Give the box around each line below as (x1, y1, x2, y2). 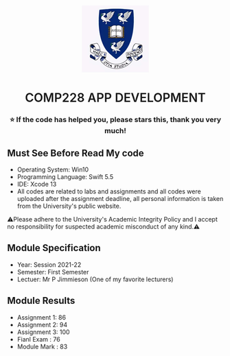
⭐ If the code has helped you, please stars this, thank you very (9, 115, 222, 125)
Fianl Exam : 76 (16, 335, 60, 343)
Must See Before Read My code (7, 147, 144, 159)
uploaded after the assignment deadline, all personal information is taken (16, 194, 224, 202)
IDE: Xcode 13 (16, 180, 57, 188)
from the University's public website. (16, 202, 122, 210)
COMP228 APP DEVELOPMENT (25, 90, 206, 106)
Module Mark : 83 (16, 342, 68, 351)
